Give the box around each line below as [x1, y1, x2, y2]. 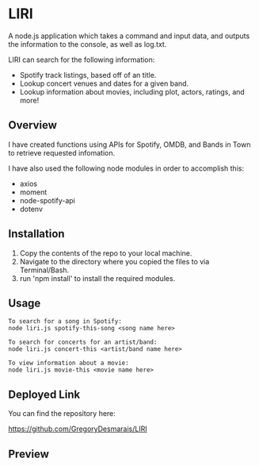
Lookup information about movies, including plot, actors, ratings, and [19, 87, 246, 96]
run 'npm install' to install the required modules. [19, 273, 176, 283]
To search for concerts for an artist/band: [8, 338, 158, 346]
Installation [8, 227, 65, 241]
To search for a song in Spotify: [8, 318, 123, 325]
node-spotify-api [19, 195, 75, 205]
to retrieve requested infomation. [8, 148, 116, 157]
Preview [8, 447, 50, 460]
